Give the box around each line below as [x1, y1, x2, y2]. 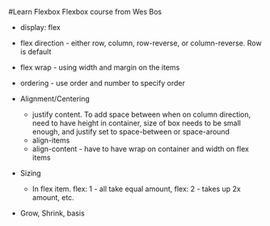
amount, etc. [32, 193, 74, 202]
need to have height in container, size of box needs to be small [32, 118, 241, 128]
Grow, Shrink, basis [19, 208, 85, 218]
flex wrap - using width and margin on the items [19, 62, 180, 72]
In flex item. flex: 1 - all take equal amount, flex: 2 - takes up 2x [32, 184, 241, 194]
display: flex [19, 23, 61, 32]
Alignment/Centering [19, 94, 91, 104]
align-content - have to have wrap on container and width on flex [32, 144, 249, 153]
